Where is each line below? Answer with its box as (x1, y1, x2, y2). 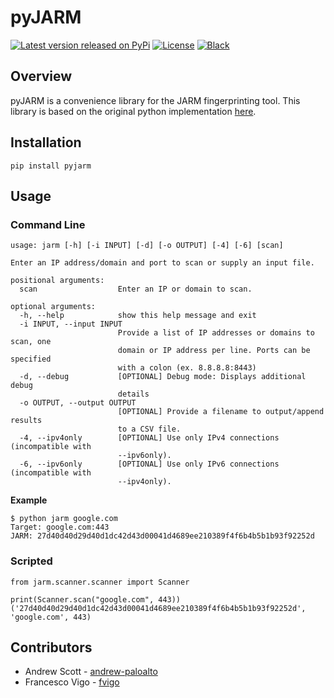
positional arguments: (10, 276, 105, 286)
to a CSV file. (117, 424, 182, 435)
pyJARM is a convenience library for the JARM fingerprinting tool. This (10, 94, 301, 106)
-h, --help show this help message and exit (19, 311, 257, 321)
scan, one (10, 337, 52, 347)
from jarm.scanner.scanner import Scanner (10, 577, 190, 587)
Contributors (10, 639, 93, 656)
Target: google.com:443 (10, 522, 110, 533)
